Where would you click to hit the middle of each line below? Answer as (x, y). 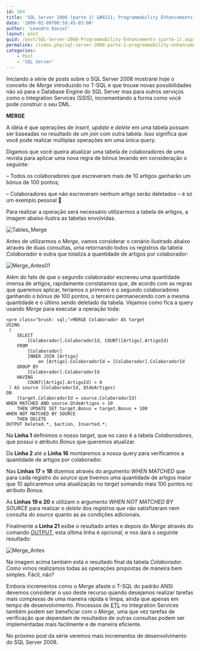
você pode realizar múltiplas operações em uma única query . (81, 140)
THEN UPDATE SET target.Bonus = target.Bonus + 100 (82, 409)
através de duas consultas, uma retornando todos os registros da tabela (94, 247)
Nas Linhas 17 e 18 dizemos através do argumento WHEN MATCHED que (96, 471)
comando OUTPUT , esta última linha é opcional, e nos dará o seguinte (92, 532)
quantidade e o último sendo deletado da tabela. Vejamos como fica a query (100, 302)
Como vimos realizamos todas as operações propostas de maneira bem (94, 568)
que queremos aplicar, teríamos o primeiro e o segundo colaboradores (93, 290)
